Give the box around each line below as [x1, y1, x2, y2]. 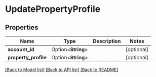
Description [93, 38, 121, 44]
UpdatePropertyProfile [5, 3, 101, 15]
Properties [5, 23, 39, 32]
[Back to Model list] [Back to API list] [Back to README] [5, 67, 118, 73]
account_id [7, 46, 35, 53]
